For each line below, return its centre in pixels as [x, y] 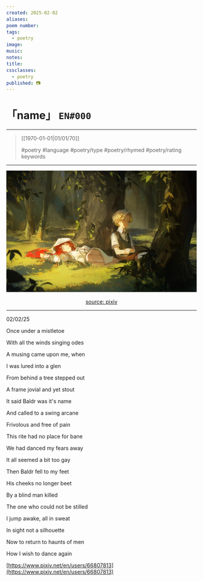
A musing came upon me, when [46, 354]
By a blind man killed [32, 495]
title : [14, 64]
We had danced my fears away [45, 448]
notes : [14, 57]
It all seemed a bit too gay [38, 459]
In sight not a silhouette [35, 530]
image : [14, 45]
